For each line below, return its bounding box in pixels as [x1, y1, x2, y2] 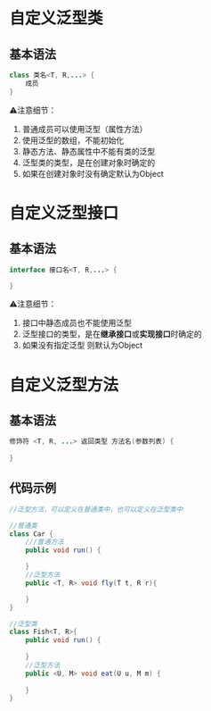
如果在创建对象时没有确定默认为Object [21, 168, 165, 179]
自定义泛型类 [9, 8, 104, 29]
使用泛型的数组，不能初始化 [21, 135, 125, 146]
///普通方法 [25, 538, 64, 547]
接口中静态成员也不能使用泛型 [21, 318, 132, 329]
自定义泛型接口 [9, 203, 119, 223]
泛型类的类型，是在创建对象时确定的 [21, 157, 156, 168]
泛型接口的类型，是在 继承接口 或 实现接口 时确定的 [21, 329, 202, 339]
